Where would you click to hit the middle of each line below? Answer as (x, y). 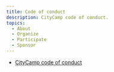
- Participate (29, 40)
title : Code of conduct (36, 12)
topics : (16, 23)
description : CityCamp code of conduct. (58, 17)
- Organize (25, 34)
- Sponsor (24, 46)
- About (21, 28)
